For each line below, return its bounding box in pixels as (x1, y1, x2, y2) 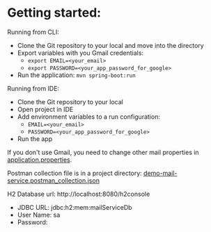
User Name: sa (17, 210, 61, 219)
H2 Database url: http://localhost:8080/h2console (7, 190, 150, 198)
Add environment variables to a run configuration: (17, 113, 160, 121)
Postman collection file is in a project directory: (7, 169, 143, 177)
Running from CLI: (7, 28, 59, 36)
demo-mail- (143, 169, 178, 177)
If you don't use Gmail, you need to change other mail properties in (7, 148, 200, 156)
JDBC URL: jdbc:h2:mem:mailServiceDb (17, 203, 132, 211)
